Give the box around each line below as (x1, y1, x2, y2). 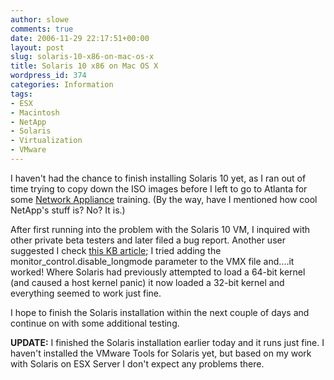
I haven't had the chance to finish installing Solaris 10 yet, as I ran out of (10, 172, 307, 184)
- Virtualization (10, 136, 83, 146)
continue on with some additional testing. (10, 317, 180, 329)
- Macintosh (10, 107, 60, 118)
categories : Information (10, 80, 114, 90)
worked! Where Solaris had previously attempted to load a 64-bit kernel (10, 266, 306, 278)
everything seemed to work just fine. (10, 287, 162, 299)
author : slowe (10, 14, 70, 25)
